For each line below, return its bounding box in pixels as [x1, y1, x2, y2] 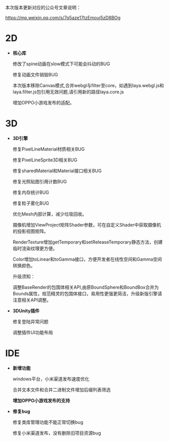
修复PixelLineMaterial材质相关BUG [12, 146, 85, 152]
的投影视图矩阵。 [12, 228, 49, 234]
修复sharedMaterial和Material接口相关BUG [12, 168, 102, 174]
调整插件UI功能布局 [12, 329, 53, 335]
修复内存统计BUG [12, 189, 49, 195]
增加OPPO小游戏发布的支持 [12, 397, 70, 403]
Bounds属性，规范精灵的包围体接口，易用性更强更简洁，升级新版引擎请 [12, 290, 162, 296]
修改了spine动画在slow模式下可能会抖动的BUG [12, 61, 110, 67]
